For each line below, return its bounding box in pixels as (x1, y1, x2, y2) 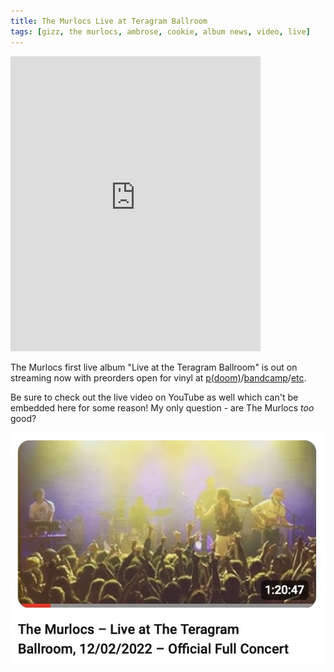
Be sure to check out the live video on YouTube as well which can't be (10, 391, 299, 403)
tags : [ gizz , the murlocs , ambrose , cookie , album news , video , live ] (10, 26, 311, 37)
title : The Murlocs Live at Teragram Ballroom (10, 16, 208, 26)
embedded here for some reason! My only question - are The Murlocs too (10, 401, 315, 414)
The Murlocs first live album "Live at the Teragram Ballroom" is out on (10, 361, 298, 373)
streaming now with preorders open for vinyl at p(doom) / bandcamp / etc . (10, 371, 307, 384)
